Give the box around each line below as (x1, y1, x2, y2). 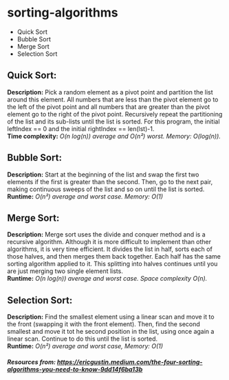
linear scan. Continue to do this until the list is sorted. (7, 334, 158, 343)
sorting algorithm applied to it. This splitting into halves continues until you (7, 260, 218, 268)
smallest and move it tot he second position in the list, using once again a (7, 328, 215, 336)
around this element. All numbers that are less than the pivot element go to (7, 95, 219, 103)
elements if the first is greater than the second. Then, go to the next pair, (7, 177, 213, 186)
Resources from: (7, 357, 56, 366)
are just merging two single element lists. (7, 267, 124, 275)
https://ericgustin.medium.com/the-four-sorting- (56, 357, 203, 366)
